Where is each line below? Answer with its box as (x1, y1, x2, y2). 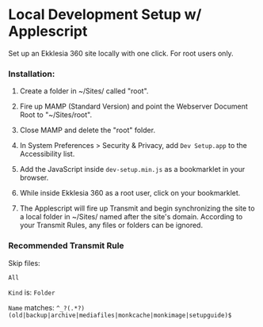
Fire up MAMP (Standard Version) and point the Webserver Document (19, 101, 248, 112)
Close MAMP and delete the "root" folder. (19, 125, 156, 135)
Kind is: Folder (8, 287, 55, 297)
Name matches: (8, 302, 55, 312)
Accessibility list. (19, 149, 75, 159)
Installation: (8, 68, 55, 79)
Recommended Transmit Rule (8, 240, 124, 251)
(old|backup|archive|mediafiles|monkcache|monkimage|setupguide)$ (8, 311, 232, 319)
